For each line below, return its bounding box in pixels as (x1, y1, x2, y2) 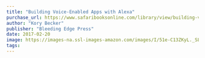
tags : (6, 43, 20, 49)
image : (6, 37, 23, 43)
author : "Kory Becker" (6, 20, 64, 26)
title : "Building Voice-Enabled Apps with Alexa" (6, 8, 135, 15)
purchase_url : (6, 14, 43, 21)
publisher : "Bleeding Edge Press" (6, 25, 95, 32)
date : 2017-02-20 (6, 31, 51, 37)
